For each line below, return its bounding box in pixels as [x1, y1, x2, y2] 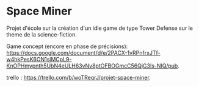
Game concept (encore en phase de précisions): [6, 43, 128, 50]
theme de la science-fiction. [6, 30, 78, 38]
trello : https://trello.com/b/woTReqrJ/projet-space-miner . [6, 74, 151, 81]
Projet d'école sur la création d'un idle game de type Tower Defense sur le [6, 24, 194, 32]
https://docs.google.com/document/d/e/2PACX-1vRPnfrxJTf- [6, 49, 161, 56]
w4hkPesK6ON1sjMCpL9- [6, 55, 72, 63]
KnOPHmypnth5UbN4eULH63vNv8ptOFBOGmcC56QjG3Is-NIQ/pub [6, 62, 178, 69]
